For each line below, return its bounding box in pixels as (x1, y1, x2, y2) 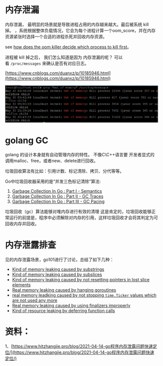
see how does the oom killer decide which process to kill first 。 (5, 44, 132, 50)
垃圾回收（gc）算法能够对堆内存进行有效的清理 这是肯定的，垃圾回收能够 (5, 209, 152, 215)
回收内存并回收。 (5, 221, 39, 227)
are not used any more (12, 297, 57, 303)
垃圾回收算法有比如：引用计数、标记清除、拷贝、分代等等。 (5, 168, 124, 174)
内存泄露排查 (5, 239, 57, 251)
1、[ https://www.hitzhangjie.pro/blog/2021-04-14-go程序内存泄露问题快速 (5, 343, 153, 349)
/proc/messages (10, 61, 41, 66)
